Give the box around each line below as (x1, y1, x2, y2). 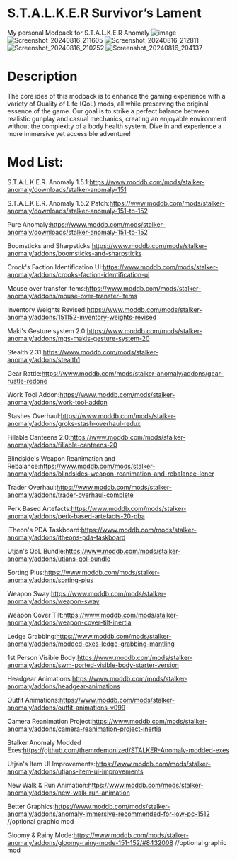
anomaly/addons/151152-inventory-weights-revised (7, 313, 157, 321)
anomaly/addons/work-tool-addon (7, 398, 108, 406)
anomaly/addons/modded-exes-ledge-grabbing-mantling (7, 640, 175, 648)
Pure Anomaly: (7, 220, 51, 228)
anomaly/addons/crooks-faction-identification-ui (7, 270, 150, 279)
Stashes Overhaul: (7, 411, 62, 420)
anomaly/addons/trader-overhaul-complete (7, 491, 134, 499)
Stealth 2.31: (7, 347, 44, 356)
